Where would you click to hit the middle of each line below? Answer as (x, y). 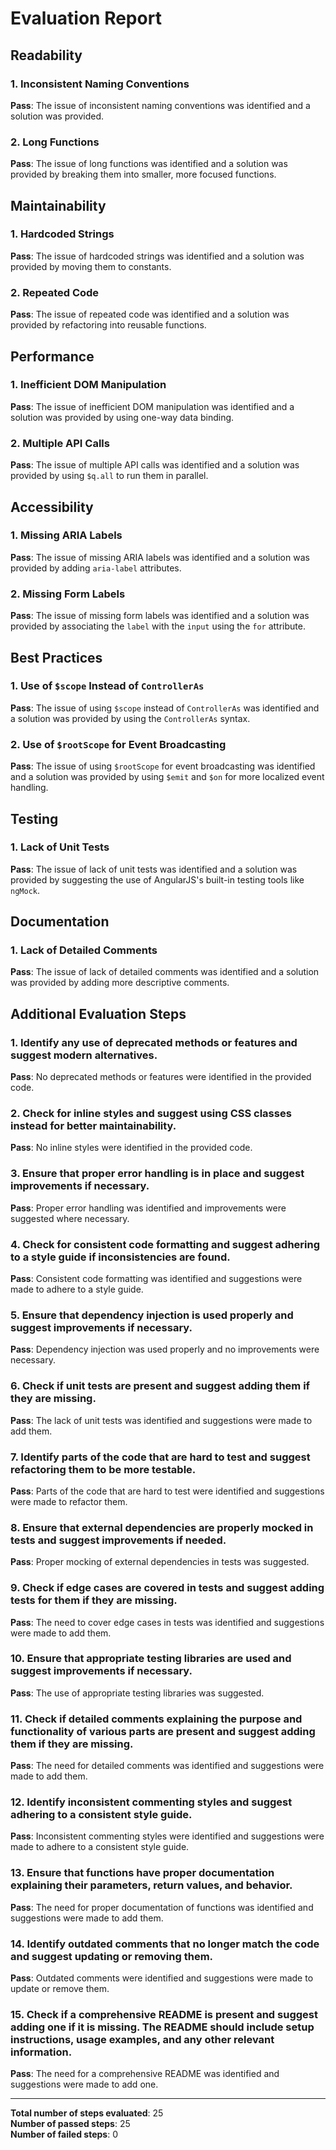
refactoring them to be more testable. (103, 1469)
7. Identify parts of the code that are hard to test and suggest (160, 1457)
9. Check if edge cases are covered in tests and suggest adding (167, 1588)
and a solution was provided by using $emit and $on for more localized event (167, 777)
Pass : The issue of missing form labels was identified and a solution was (160, 616)
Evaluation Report (86, 18)
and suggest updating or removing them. (112, 1956)
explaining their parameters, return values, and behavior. (151, 1885)
